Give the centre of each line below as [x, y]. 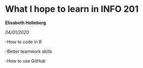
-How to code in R [23, 42]
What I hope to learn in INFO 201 [72, 9]
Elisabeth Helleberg [26, 23]
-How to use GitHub [25, 61]
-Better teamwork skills [29, 51]
